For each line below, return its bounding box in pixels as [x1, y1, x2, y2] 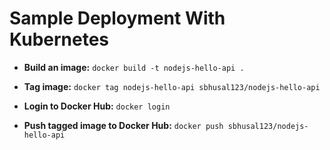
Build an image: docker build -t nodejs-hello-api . [23, 61, 245, 73]
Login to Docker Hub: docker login [23, 100, 171, 112]
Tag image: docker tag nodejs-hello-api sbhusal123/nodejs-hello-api [23, 80, 321, 92]
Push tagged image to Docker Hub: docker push [23, 119, 224, 131]
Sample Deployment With [9, 7, 226, 30]
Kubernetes [9, 28, 110, 51]
